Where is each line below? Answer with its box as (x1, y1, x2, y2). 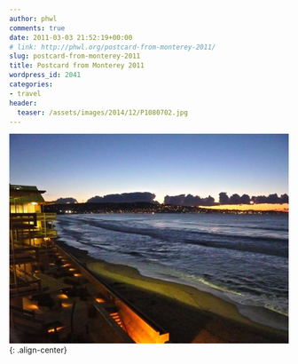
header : (9, 99, 38, 107)
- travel (9, 89, 42, 98)
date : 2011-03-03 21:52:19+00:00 (9, 33, 133, 42)
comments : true (9, 23, 66, 33)
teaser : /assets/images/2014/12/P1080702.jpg (17, 107, 189, 117)
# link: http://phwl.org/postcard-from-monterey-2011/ (9, 43, 216, 51)
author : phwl (9, 14, 58, 23)
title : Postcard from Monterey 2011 (9, 61, 145, 70)
